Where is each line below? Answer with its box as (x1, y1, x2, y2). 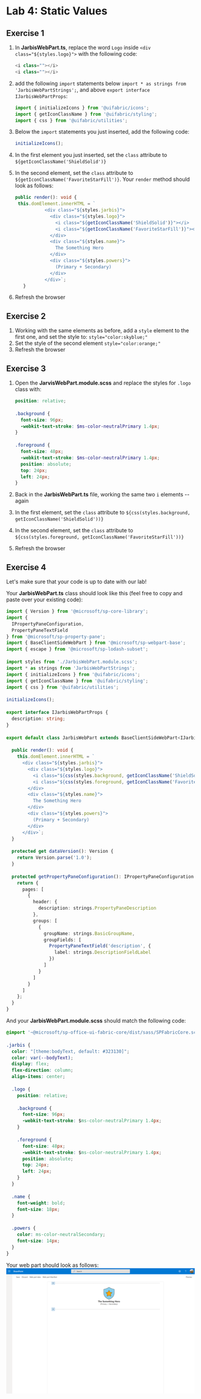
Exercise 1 (6, 28, 45, 38)
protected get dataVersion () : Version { (11, 849, 114, 855)
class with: (14, 386, 42, 393)
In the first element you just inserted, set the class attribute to (14, 152, 167, 159)
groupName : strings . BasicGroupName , (44, 930, 135, 937)
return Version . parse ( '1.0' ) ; (17, 855, 93, 861)
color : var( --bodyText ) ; (11, 1055, 74, 1061)
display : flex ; (11, 1061, 50, 1067)
